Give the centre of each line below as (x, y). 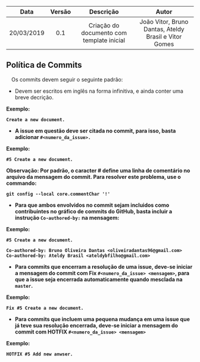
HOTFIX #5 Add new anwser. (40, 354)
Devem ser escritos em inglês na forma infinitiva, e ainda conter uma (99, 91)
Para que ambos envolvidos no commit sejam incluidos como (92, 205)
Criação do (104, 25)
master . (24, 285)
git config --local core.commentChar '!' (58, 194)
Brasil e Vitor (164, 37)
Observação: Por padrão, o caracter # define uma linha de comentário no (98, 170)
